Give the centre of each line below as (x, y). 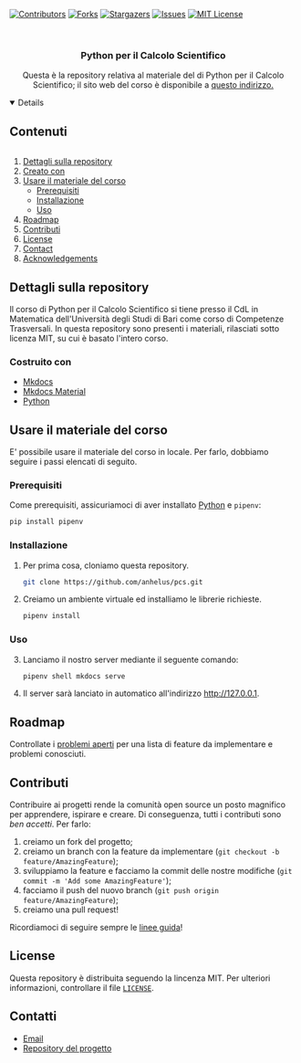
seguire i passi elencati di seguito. (73, 462)
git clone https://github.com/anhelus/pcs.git (113, 582)
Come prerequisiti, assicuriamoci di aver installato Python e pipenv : (135, 505)
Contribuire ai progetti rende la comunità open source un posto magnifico (147, 805)
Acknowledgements (60, 258)
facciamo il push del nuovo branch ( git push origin (120, 890)
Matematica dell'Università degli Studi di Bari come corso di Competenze (147, 319)
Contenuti (39, 131)
